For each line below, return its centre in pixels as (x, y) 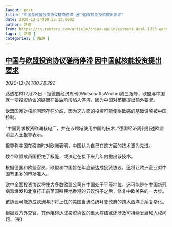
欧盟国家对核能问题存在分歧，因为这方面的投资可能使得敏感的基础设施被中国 (86, 111)
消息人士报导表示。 (26, 134)
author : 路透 (18, 24)
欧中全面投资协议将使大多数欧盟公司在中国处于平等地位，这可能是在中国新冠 (86, 184)
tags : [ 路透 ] (21, 34)
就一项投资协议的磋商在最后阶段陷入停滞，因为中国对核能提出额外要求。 (81, 100)
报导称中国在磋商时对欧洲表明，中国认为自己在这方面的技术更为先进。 (79, 145)
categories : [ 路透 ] (28, 39)
